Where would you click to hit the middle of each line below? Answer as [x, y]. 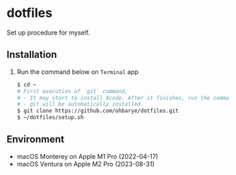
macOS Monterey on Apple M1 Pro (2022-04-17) [87, 156]
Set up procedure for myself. [48, 32]
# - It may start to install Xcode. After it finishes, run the [113, 98]
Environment [36, 139]
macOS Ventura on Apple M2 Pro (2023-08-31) [85, 164]
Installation [32, 55]
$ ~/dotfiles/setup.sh [50, 118]
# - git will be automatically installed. [80, 104]
